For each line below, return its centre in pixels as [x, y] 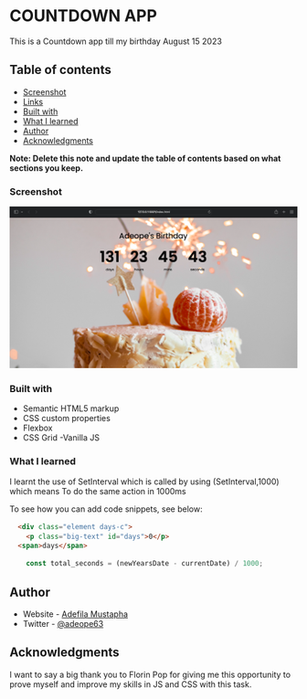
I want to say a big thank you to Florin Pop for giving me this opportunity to [150, 674]
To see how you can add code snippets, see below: [106, 509]
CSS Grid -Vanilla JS [61, 438]
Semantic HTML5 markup [71, 408]
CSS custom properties [67, 418]
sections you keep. [47, 168]
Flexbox [37, 428]
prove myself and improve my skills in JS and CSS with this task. [131, 684]
